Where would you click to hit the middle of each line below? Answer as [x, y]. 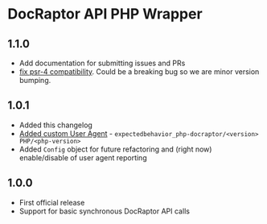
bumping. [35, 80]
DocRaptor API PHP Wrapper [105, 14]
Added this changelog [56, 125]
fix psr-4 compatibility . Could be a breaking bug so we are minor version [139, 72]
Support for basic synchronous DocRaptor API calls [105, 211]
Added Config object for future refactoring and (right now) [115, 149]
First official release [52, 202]
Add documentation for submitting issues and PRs [102, 63]
